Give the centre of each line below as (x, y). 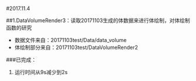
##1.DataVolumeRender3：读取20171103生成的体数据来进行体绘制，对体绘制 (98, 20)
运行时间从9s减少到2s (41, 72)
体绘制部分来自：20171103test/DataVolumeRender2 (76, 47)
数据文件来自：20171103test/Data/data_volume (71, 40)
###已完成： (21, 60)
